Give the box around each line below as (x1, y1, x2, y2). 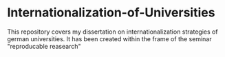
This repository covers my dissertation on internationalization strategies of (7, 27, 218, 36)
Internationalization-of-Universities (7, 5, 215, 21)
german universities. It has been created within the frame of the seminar (7, 34, 212, 43)
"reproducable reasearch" (7, 42, 81, 50)
